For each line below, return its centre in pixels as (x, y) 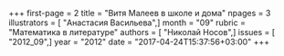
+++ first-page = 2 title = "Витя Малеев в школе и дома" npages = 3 (140, 13)
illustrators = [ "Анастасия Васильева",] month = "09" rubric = (127, 23)
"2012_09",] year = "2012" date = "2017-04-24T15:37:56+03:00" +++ (139, 42)
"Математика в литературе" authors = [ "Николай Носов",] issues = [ (142, 32)
